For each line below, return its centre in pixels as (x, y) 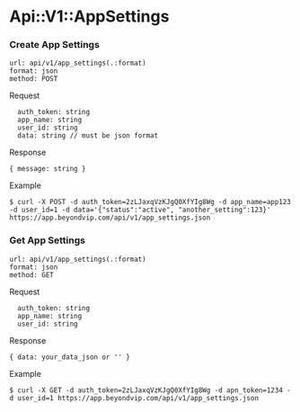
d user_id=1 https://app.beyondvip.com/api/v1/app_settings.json (134, 398)
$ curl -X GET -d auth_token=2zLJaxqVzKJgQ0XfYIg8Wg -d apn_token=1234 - (150, 390)
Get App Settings (47, 240)
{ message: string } (48, 169)
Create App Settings (55, 45)
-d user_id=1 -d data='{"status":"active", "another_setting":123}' (140, 210)
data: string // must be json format (88, 136)
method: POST (34, 79)
